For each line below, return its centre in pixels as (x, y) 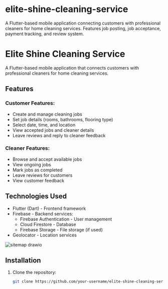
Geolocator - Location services (44, 235)
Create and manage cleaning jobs (47, 114)
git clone (23, 281)
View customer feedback (38, 180)
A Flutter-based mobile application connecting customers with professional (83, 23)
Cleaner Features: (28, 148)
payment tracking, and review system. (45, 34)
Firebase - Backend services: (43, 213)
